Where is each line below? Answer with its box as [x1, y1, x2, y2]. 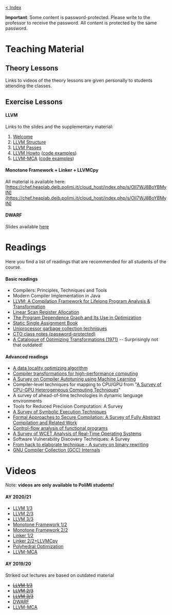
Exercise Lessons [5, 98, 63, 106]
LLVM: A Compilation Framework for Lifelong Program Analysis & [12, 298, 150, 304]
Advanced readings [5, 353, 48, 359]
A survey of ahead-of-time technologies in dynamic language [12, 392, 143, 399]
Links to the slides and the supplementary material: [5, 123, 113, 130]
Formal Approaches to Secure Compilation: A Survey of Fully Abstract [12, 414, 161, 421]
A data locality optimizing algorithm [12, 365, 88, 371]
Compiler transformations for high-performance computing [12, 370, 138, 377]
